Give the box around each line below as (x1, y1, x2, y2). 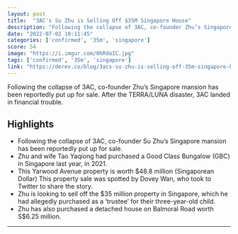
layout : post (7, 10, 46, 18)
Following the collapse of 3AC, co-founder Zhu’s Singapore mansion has (7, 82, 219, 91)
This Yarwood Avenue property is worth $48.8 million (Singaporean (17, 167, 215, 176)
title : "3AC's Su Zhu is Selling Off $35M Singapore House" (7, 17, 192, 24)
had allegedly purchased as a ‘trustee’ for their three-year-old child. (17, 197, 216, 206)
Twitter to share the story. (17, 182, 93, 191)
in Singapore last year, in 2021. (17, 160, 108, 168)
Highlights (7, 118, 55, 130)
